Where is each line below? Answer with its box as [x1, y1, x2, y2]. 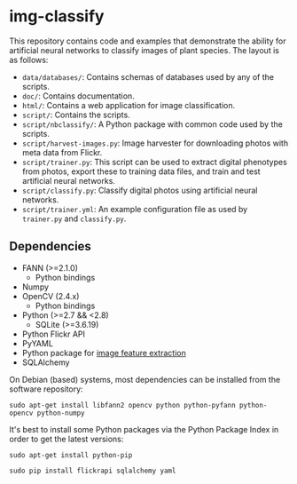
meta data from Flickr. [21, 147, 103, 157]
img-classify [9, 6, 105, 27]
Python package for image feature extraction [21, 347, 186, 358]
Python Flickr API [21, 329, 86, 339]
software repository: [9, 384, 83, 394]
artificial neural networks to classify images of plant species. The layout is [9, 44, 279, 55]
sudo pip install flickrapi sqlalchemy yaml [9, 466, 176, 475]
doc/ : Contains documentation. [21, 91, 135, 101]
